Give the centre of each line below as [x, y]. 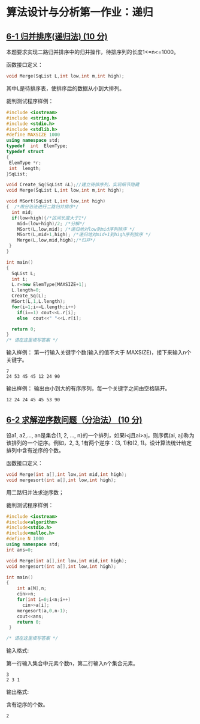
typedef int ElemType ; [37, 146]
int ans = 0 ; [20, 550]
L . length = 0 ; [27, 290]
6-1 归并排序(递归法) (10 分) [57, 36]
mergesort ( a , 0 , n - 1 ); [43, 610]
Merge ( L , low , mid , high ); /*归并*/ [56, 240]
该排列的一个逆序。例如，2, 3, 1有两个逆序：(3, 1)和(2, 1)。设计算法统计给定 [99, 443]
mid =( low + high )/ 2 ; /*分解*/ [51, 224]
